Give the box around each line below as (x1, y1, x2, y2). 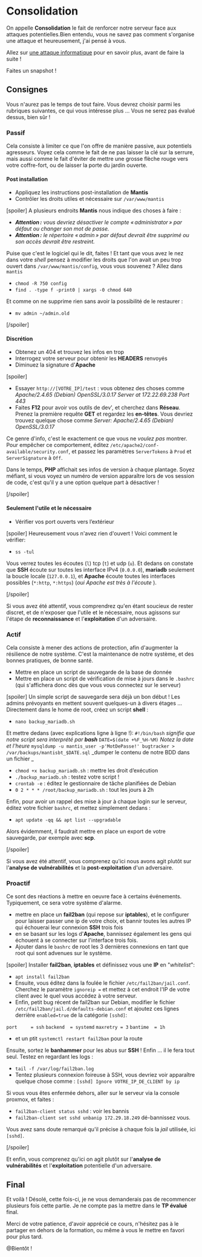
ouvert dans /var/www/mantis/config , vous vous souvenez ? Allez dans (6, 263, 183, 270)
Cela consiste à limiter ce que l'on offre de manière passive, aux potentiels (6, 142, 192, 149)
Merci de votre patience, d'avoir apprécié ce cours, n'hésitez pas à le (6, 1220, 179, 1227)
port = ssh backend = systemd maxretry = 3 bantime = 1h (6, 1024, 165, 1031)
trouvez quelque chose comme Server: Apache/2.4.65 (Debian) (15, 417, 174, 424)
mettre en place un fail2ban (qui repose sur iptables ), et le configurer (15, 911, 189, 918)
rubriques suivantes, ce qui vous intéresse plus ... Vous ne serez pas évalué (6, 107, 195, 114)
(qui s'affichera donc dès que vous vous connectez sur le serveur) (15, 681, 181, 688)
